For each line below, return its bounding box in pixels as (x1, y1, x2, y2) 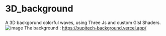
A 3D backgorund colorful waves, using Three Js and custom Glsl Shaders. (5, 19, 161, 25)
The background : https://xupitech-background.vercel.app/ (24, 24, 147, 30)
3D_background (5, 3, 73, 14)
